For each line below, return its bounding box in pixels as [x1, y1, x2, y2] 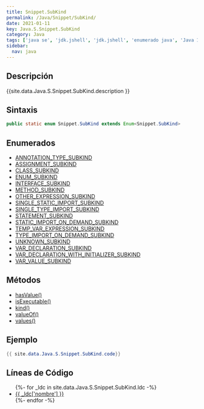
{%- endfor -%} [15, 397, 55, 404]
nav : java [12, 49, 36, 55]
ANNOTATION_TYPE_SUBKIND [15, 154, 92, 161]
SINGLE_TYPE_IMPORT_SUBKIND [15, 206, 100, 213]
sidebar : [6, 43, 29, 49]
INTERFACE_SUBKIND [15, 180, 71, 187]
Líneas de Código [6, 368, 74, 378]
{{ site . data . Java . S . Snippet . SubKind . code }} [6, 351, 121, 357]
